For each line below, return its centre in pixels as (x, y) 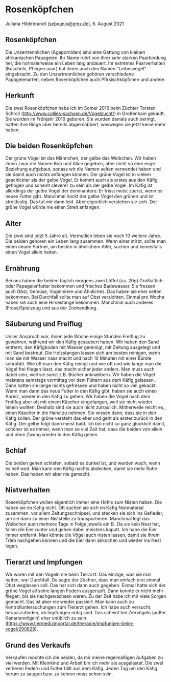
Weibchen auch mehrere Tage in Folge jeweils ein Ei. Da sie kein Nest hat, (83, 524)
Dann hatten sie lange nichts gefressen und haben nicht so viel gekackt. (81, 385)
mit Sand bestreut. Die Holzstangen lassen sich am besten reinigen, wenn (83, 353)
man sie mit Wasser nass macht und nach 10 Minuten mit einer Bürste (78, 358)
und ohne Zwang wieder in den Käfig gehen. (52, 434)
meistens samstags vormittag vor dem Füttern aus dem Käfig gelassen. (80, 380)
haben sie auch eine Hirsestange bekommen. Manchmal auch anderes (79, 302)
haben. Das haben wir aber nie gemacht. (48, 474)
